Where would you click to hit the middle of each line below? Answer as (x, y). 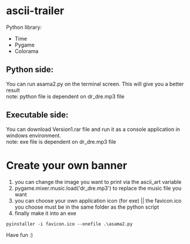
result (13, 90)
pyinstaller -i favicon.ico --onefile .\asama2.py (69, 224)
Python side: (30, 70)
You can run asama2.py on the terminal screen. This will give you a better (95, 84)
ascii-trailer (35, 11)
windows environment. (34, 135)
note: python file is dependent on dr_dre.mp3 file (65, 96)
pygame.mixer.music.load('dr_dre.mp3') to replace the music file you (98, 188)
